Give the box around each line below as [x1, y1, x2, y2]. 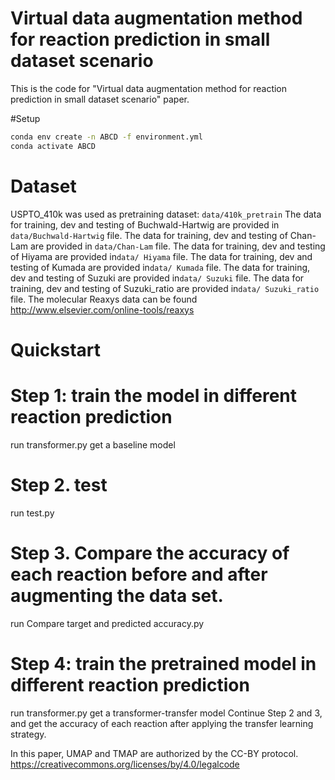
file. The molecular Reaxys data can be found [10, 293, 198, 305]
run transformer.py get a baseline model [10, 438, 176, 451]
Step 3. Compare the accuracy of [10, 542, 290, 564]
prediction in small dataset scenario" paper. [10, 93, 190, 105]
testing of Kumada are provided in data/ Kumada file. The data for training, [10, 261, 311, 273]
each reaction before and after [10, 563, 268, 586]
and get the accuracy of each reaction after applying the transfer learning [10, 717, 314, 729]
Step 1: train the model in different [10, 385, 298, 407]
